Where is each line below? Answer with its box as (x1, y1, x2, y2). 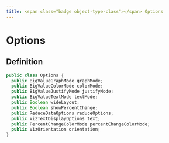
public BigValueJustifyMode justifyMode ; (11, 89, 114, 95)
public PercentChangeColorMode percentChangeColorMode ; (11, 121, 150, 127)
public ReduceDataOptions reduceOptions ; (11, 110, 114, 116)
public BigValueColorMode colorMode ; (11, 83, 104, 89)
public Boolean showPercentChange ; (11, 104, 98, 111)
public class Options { (6, 72, 64, 78)
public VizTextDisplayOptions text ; (11, 116, 101, 121)
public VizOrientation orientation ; (11, 127, 101, 132)
